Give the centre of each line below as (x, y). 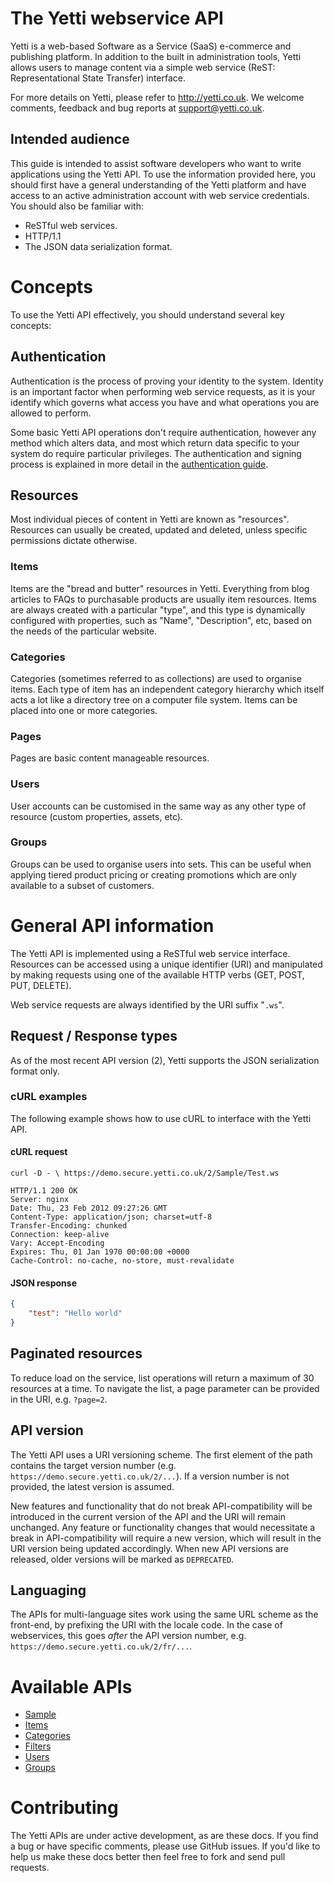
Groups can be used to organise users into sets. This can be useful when (161, 864)
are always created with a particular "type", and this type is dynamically (158, 609)
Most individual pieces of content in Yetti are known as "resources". (150, 519)
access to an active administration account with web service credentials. (160, 195)
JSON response (43, 1283)
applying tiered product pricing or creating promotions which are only (153, 874)
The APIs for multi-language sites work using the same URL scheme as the (164, 1614)
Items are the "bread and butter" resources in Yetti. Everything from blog (160, 588)
